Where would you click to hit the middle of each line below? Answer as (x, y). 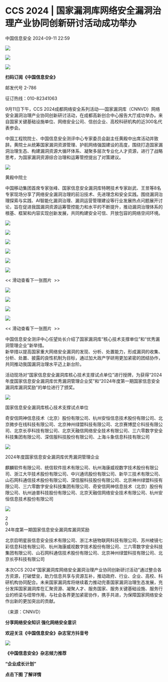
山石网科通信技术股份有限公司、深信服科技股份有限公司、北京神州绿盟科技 (82, 480)
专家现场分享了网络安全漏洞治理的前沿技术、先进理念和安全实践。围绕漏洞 (82, 194)
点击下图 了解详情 (23, 674)
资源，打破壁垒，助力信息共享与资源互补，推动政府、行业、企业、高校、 (84, 576)
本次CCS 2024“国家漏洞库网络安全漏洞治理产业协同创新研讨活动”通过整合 (81, 570)
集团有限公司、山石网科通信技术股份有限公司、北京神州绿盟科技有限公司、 (82, 553)
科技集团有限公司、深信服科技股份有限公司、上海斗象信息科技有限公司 (77, 437)
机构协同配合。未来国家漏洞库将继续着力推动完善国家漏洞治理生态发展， (84, 582)
